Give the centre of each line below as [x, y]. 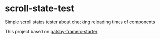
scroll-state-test [40, 9]
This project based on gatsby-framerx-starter [51, 31]
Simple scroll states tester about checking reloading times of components [80, 22]
